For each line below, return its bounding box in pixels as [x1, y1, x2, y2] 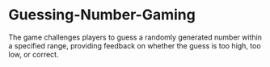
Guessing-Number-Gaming [8, 6, 196, 24]
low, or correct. [8, 49, 59, 59]
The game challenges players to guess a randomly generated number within [8, 32, 263, 42]
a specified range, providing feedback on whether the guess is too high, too [8, 40, 261, 50]
